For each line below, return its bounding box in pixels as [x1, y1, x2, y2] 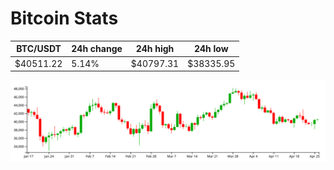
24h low [193, 43, 229, 55]
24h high [135, 43, 175, 55]
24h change [71, 43, 123, 55]
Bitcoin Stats [10, 7, 119, 30]
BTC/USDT [16, 43, 62, 55]
